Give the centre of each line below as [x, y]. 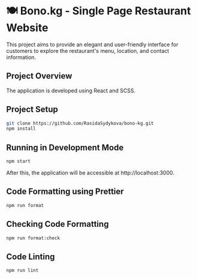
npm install [21, 129]
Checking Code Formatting [57, 224]
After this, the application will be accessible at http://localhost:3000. [90, 173]
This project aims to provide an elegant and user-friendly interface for [92, 44]
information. [21, 57]
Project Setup [32, 109]
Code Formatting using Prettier [65, 192]
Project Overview [39, 76]
